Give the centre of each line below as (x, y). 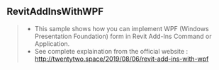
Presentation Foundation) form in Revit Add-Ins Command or (123, 36)
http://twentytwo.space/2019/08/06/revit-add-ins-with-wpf (122, 59)
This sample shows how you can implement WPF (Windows (122, 28)
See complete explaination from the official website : (111, 51)
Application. (52, 43)
